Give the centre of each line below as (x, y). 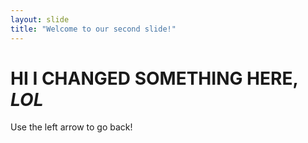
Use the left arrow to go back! (71, 127)
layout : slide (40, 19)
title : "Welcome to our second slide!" (93, 29)
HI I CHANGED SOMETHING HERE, (154, 78)
